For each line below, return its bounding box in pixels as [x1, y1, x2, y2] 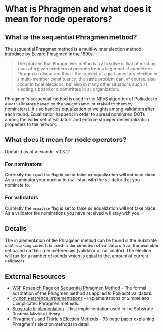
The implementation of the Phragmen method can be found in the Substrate [5, 237, 157, 244]
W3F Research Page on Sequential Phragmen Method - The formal [12, 285, 147, 291]
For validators [5, 194, 39, 201]
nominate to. [5, 182, 30, 188]
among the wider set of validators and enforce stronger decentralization [5, 117, 149, 122]
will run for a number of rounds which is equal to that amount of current [5, 253, 148, 259]
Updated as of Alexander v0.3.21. [5, 148, 72, 154]
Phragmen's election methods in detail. [12, 321, 91, 327]
